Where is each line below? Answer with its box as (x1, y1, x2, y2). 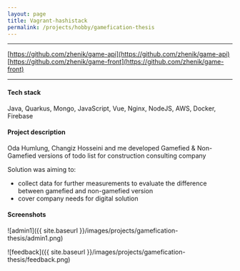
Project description (7, 128, 66, 136)
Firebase (7, 111, 34, 120)
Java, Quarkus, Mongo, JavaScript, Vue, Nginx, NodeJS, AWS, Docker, (7, 104, 216, 113)
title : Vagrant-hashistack (7, 17, 88, 24)
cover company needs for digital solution (17, 194, 139, 203)
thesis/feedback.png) (7, 255, 71, 264)
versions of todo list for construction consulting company (37, 151, 206, 160)
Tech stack (7, 88, 41, 96)
